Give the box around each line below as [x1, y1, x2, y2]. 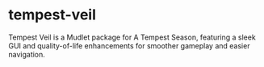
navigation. [8, 49, 46, 59]
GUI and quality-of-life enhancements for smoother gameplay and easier [8, 40, 250, 50]
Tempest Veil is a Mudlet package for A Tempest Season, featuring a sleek [8, 32, 256, 42]
